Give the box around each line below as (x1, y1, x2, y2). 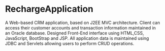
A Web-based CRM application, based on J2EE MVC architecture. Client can (5, 20, 160, 25)
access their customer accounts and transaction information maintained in (5, 25, 156, 30)
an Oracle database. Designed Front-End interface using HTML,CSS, (5, 30, 144, 36)
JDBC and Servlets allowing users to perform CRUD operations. (5, 40, 134, 46)
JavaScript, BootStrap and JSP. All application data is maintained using (5, 35, 149, 41)
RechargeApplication (5, 3, 94, 15)
